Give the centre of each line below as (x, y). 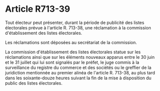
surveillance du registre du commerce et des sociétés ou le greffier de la (78, 68)
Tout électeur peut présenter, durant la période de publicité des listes (75, 23)
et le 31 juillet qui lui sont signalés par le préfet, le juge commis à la (72, 62)
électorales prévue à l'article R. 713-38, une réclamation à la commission (78, 27)
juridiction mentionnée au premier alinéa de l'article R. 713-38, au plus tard (80, 72)
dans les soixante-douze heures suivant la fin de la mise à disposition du (78, 78)
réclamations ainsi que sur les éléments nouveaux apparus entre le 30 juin (80, 57)
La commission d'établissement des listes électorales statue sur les (73, 52)
